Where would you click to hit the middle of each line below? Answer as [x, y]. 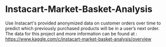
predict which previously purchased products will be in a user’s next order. [82, 28]
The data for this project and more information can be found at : [71, 33]
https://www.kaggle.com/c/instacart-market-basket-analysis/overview [78, 39]
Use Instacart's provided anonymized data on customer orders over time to [83, 23]
